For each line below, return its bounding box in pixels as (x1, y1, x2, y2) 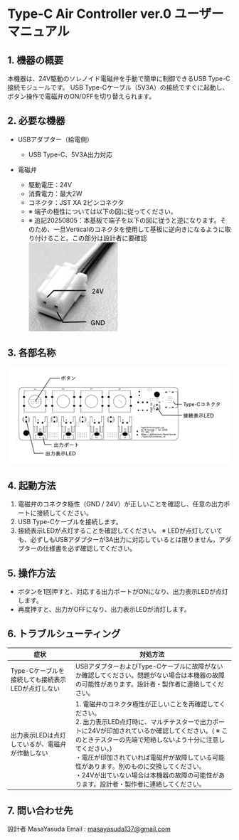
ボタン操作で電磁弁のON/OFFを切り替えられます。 (7, 92, 156, 100)
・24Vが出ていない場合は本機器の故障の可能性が (75, 770, 219, 779)
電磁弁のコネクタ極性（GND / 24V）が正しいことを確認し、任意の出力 (17, 500, 224, 509)
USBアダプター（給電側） (17, 135, 94, 144)
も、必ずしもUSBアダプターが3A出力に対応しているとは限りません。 (17, 536, 219, 544)
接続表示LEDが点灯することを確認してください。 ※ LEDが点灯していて (17, 526, 223, 535)
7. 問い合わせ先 (7, 804, 73, 817)
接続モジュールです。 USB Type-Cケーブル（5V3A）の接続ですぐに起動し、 (7, 83, 229, 92)
